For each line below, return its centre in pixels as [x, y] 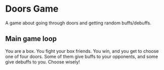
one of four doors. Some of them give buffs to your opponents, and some [82, 56]
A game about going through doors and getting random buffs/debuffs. [78, 23]
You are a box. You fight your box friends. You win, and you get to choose [82, 51]
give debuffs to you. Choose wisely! [43, 62]
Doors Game [32, 9]
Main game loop [31, 39]
